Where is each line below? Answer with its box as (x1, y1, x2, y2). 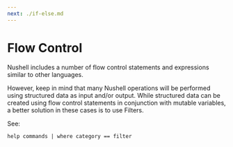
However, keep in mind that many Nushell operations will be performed (7, 84, 211, 92)
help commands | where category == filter (7, 132, 132, 139)
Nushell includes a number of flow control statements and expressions (7, 63, 210, 71)
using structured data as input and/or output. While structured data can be (7, 91, 220, 99)
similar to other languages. (7, 70, 83, 78)
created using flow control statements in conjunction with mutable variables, (7, 98, 226, 107)
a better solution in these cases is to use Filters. (7, 105, 144, 114)
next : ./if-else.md (7, 10, 64, 17)
